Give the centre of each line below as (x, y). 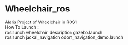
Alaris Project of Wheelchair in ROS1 (41, 22)
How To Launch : (22, 27)
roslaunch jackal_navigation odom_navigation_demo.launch (64, 37)
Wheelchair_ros (37, 9)
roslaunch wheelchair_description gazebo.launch (54, 32)
